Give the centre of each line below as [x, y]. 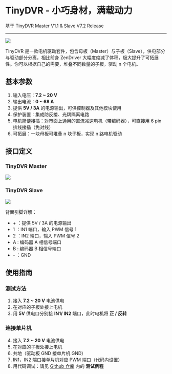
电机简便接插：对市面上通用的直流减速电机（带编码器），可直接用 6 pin [87, 121]
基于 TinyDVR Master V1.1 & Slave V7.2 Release [55, 26]
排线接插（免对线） [33, 127]
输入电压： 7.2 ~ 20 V [35, 95]
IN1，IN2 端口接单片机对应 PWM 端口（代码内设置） [68, 360]
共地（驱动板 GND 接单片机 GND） [49, 353]
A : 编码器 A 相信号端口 [37, 242]
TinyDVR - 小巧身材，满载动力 [69, 11]
